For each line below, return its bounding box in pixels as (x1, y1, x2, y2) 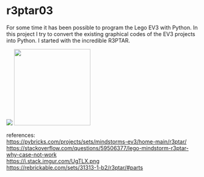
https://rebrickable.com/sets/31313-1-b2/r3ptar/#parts (6, 164, 144, 171)
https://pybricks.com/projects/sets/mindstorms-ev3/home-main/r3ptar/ (6, 138, 187, 145)
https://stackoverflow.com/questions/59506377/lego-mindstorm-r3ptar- (6, 144, 189, 151)
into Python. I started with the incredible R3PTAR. (6, 37, 130, 44)
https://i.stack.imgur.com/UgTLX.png (6, 157, 100, 165)
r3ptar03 (6, 4, 54, 18)
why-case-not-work (6, 151, 57, 158)
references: (6, 131, 35, 139)
